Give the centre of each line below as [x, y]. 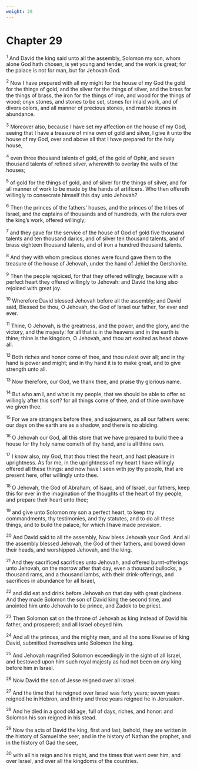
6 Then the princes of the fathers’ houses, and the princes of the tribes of [95, 207]
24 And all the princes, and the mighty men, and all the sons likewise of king [98, 636]
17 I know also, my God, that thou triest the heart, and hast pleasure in [90, 456]
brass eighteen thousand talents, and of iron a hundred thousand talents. [94, 245]
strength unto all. [26, 369]
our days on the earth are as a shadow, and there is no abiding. [82, 425]
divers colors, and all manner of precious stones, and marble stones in [91, 108]
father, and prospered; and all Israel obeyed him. [65, 624]
